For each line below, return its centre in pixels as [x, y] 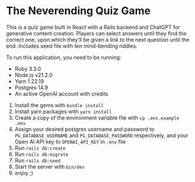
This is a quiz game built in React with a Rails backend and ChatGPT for [93, 27]
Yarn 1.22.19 [29, 81]
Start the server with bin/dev [50, 167]
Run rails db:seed [38, 160]
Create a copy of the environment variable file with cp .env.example [97, 118]
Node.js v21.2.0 [34, 75]
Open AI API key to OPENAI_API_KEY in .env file [70, 141]
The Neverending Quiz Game [78, 11]
